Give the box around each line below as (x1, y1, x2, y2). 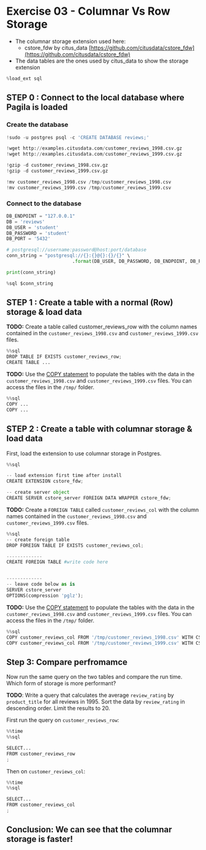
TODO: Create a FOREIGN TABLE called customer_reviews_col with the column (6, 506, 199, 513)
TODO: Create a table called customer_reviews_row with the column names (6, 323, 197, 330)
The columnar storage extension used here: (15, 37, 126, 45)
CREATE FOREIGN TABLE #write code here (6, 559, 109, 565)
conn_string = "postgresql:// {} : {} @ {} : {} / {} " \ (6, 252, 131, 259)
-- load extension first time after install (6, 472, 122, 479)
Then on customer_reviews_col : (6, 767, 86, 775)
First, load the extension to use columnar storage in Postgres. (6, 449, 162, 457)
